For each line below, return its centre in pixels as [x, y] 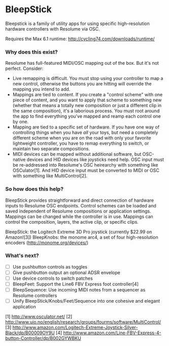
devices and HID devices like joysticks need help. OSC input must [95, 159]
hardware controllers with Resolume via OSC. [53, 29]
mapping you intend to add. [41, 89]
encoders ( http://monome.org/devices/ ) [47, 243]
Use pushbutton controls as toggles [50, 267]
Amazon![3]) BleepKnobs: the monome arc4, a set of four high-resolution [82, 237]
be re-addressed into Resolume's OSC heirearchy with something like [85, 165]
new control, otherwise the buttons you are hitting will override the [82, 84]
